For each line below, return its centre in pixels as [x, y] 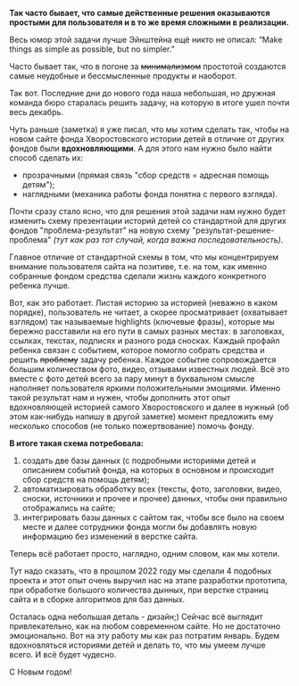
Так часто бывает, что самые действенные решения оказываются [140, 13]
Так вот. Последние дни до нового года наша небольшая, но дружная [143, 93]
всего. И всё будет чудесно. [63, 654]
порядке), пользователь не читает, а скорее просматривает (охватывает [149, 312]
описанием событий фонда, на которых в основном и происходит [148, 470]
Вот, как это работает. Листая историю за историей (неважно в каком [144, 303]
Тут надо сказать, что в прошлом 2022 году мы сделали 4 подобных [141, 571]
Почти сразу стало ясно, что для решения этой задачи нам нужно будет [148, 211]
